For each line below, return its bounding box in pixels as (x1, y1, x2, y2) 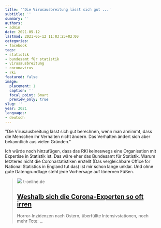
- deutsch (5, 115, 25, 120)
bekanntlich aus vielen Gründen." (5, 138, 71, 144)
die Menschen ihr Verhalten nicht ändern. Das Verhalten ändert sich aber (5, 134, 151, 139)
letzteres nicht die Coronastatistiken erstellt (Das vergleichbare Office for (5, 158, 151, 164)
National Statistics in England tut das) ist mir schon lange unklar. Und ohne (5, 163, 154, 169)
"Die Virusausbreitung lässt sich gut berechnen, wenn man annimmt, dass (5, 128, 152, 134)
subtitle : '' (5, 12, 31, 16)
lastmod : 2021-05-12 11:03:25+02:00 (5, 34, 79, 39)
